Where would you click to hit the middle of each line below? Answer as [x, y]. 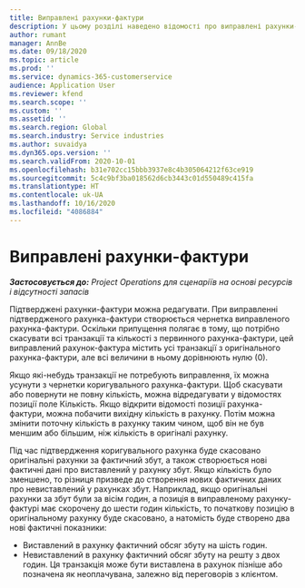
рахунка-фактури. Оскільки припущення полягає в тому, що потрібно [144, 328]
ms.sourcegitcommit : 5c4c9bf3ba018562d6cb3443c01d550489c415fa [132, 178]
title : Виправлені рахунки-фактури [77, 18]
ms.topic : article [44, 60]
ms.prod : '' [32, 69]
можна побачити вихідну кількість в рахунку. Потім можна [160, 413]
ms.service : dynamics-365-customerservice [91, 77]
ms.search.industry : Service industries [87, 136]
